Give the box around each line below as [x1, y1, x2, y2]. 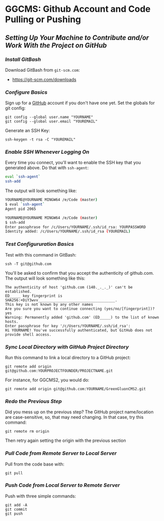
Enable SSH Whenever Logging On [5, 148, 89, 155]
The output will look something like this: [5, 275, 85, 281]
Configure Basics [5, 88, 48, 95]
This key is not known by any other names [5, 302, 93, 307]
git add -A [5, 502, 27, 507]
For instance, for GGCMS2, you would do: [5, 377, 89, 383]
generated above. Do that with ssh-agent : [5, 165, 89, 171]
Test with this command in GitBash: [5, 252, 77, 258]
